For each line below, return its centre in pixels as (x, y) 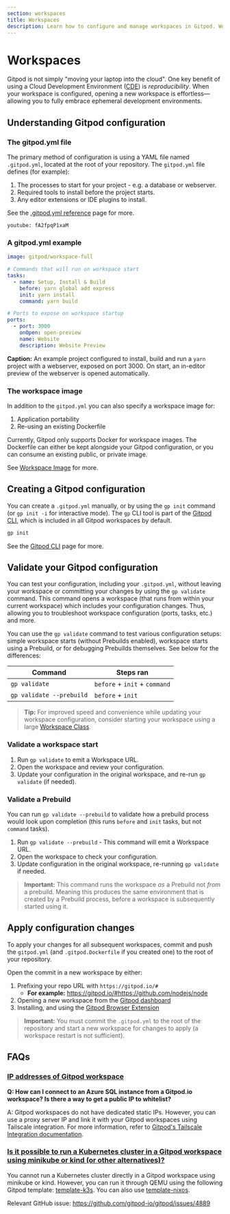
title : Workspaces (33, 20)
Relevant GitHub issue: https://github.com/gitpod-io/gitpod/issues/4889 (109, 1203)
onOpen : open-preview (50, 333)
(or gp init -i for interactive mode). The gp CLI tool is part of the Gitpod (110, 513)
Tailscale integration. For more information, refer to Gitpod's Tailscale (105, 1127)
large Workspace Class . (57, 727)
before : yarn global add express (67, 288)
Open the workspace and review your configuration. (90, 767)
